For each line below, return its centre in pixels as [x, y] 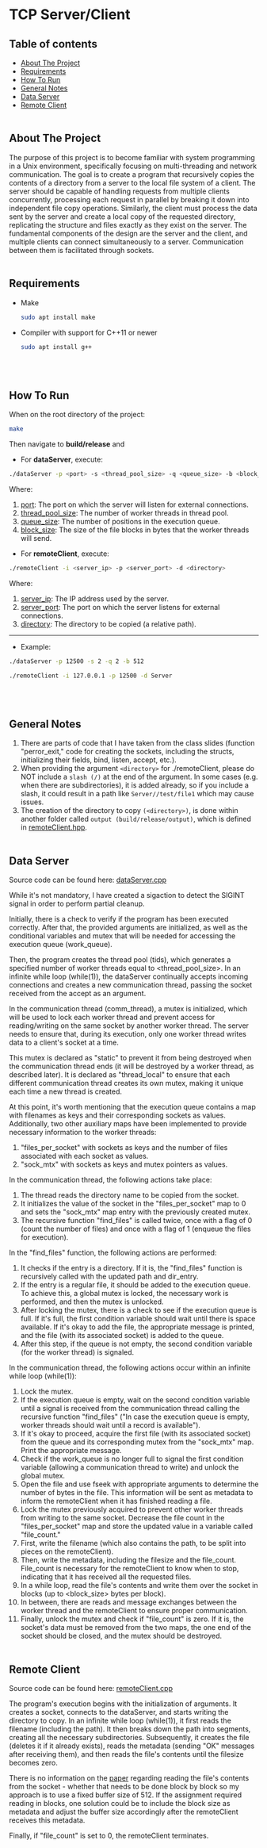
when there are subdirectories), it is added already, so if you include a [134, 785]
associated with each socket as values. [84, 1156]
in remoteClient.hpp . [54, 827]
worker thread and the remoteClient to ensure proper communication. [134, 1611]
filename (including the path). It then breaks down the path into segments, [130, 1729]
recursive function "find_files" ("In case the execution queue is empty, [135, 1417]
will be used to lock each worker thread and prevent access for [112, 1018]
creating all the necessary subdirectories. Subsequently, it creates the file [129, 1737]
